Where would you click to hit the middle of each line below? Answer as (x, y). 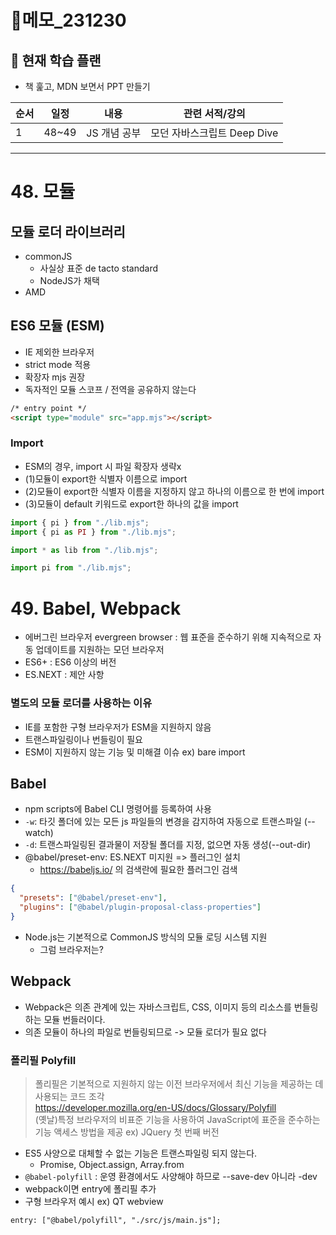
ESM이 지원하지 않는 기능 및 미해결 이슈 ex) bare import (135, 752)
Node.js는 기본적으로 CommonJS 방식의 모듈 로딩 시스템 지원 (146, 937)
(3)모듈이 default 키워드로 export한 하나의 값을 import (131, 503)
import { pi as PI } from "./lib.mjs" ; (93, 532)
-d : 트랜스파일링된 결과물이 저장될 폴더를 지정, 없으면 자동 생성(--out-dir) (168, 845)
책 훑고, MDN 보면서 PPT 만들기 (87, 86)
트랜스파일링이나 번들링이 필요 (83, 739)
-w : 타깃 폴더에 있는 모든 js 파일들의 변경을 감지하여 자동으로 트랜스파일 (163, 822)
